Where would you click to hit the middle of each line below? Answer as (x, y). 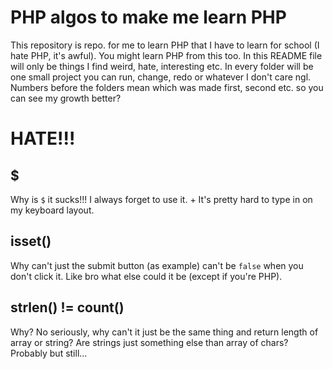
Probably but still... (49, 353)
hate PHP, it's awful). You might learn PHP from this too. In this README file (166, 55)
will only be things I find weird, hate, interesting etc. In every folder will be (162, 66)
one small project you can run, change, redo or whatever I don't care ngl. (161, 77)
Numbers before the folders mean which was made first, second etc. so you (167, 87)
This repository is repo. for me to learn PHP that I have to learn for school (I (165, 45)
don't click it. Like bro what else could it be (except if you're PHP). (146, 276)
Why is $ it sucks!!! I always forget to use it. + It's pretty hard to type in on (161, 199)
